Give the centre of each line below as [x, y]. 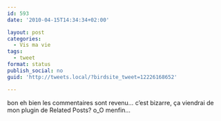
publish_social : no [35, 70]
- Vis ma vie [32, 45]
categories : [24, 38]
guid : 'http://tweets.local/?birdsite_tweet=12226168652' [92, 77]
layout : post [26, 32]
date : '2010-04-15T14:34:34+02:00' [58, 20]
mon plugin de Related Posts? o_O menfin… [69, 110]
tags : [15, 52]
